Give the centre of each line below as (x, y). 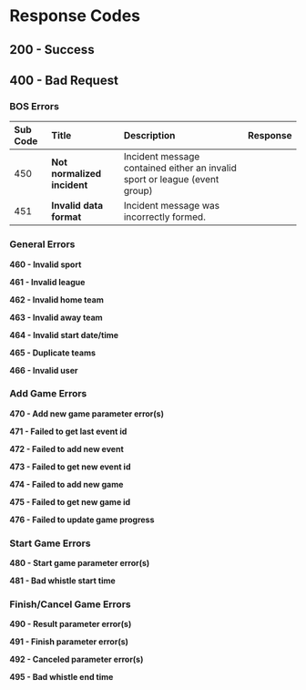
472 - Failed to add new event (67, 448)
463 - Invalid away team (56, 317)
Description (149, 136)
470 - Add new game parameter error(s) (87, 413)
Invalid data (77, 206)
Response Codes (75, 16)
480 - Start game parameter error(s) (80, 563)
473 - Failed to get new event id (70, 467)
